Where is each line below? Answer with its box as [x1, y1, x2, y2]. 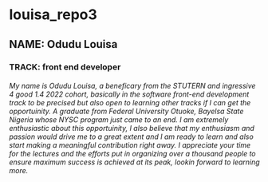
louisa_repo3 [9, 6, 98, 24]
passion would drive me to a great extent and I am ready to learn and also [9, 132, 254, 141]
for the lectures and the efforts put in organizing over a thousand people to [9, 149, 256, 159]
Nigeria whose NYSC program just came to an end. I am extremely [9, 115, 229, 125]
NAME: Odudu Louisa [9, 38, 118, 51]
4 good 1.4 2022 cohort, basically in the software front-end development [9, 89, 250, 99]
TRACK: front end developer [9, 61, 121, 73]
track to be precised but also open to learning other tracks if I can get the [9, 98, 251, 108]
